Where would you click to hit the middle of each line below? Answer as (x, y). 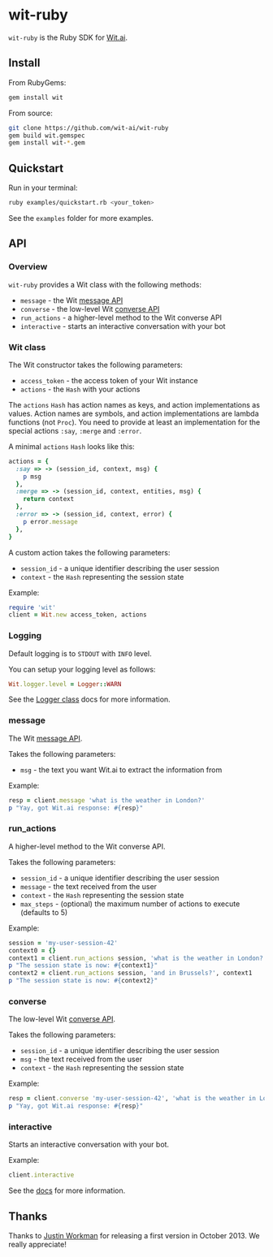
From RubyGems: (37, 82)
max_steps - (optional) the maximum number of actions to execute (130, 904)
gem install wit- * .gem (47, 143)
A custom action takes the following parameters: (89, 552)
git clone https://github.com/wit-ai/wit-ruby (89, 127)
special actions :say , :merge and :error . (75, 430)
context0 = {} (32, 950)
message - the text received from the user (88, 886)
